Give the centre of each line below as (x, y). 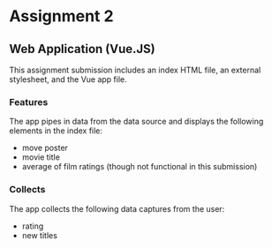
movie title (41, 157)
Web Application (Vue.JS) (83, 49)
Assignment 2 (61, 16)
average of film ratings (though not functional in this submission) (140, 167)
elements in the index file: (56, 131)
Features (29, 101)
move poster (45, 148)
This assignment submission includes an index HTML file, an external (135, 70)
